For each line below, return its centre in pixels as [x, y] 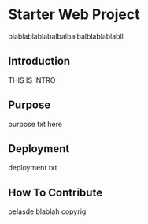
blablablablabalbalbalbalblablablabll [66, 36]
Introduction [39, 61]
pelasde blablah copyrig [47, 211]
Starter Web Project [74, 15]
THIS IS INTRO [32, 80]
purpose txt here [35, 124]
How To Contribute [55, 192]
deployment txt [33, 168]
